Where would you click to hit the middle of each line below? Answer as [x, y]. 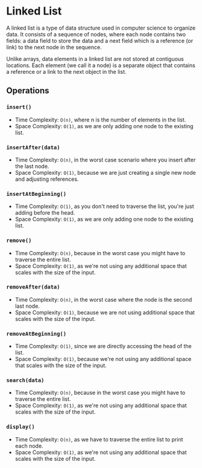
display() [21, 427]
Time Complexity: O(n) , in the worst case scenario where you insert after [105, 160]
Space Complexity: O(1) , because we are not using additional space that [105, 312]
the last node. [32, 166]
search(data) [25, 380]
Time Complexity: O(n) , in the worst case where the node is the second [103, 299]
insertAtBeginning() [36, 194]
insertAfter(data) [33, 147]
